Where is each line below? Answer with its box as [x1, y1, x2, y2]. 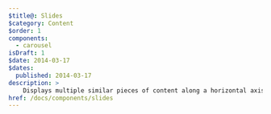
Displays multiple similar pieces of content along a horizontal [23, 86, 248, 95]
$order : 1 [8, 26, 42, 35]
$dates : [8, 64, 35, 72]
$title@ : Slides [8, 11, 63, 20]
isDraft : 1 [8, 49, 45, 57]
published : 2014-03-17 [15, 71, 92, 79]
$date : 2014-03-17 [8, 57, 70, 65]
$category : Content [8, 19, 74, 27]
